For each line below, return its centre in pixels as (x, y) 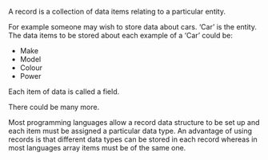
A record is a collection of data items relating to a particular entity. (117, 12)
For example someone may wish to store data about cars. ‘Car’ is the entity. (133, 27)
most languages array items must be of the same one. (97, 148)
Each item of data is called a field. (64, 92)
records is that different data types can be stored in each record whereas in (133, 139)
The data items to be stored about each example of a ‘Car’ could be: (121, 35)
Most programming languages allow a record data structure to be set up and (134, 122)
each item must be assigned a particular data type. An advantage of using (130, 131)
